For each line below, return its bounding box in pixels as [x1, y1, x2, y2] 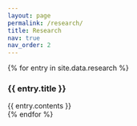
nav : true [7, 33, 41, 42]
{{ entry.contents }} [7, 101, 71, 111]
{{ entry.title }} [7, 83, 66, 94]
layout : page [7, 11, 51, 20]
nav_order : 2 [7, 41, 51, 49]
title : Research [7, 26, 62, 34]
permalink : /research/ [7, 19, 83, 27]
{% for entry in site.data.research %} [7, 63, 130, 73]
